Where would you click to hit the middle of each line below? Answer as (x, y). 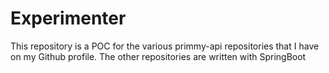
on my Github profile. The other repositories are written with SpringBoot (158, 56)
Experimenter (68, 18)
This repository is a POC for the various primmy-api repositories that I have (165, 46)
